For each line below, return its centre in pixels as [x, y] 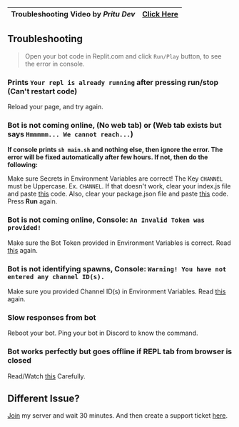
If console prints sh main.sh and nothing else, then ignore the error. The [115, 150]
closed [20, 361]
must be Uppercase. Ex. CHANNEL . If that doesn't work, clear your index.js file [119, 186]
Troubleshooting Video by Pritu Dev [73, 14]
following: [22, 165]
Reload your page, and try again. [55, 107]
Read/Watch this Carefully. [46, 376]
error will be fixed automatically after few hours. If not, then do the [108, 157]
